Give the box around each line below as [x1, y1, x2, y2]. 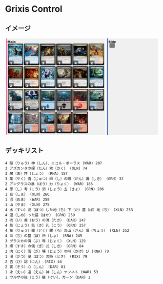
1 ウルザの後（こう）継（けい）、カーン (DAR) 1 [5, 275, 91, 280]
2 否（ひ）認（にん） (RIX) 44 [5, 259, 62, 264]
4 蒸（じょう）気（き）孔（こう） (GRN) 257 [5, 223, 86, 228]
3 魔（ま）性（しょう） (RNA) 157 [5, 171, 68, 176]
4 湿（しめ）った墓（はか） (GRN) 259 [5, 212, 75, 218]
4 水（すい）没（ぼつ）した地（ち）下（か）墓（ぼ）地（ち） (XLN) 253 [5, 207, 133, 212]
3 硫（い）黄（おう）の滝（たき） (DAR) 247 [5, 218, 86, 223]
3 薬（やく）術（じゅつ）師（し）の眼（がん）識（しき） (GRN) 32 [5, 176, 123, 181]
